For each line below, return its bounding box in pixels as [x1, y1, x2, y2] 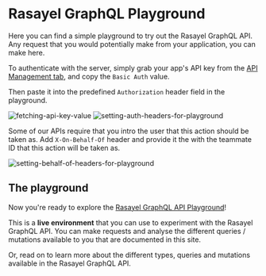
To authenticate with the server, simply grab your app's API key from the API [8, 63, 258, 72]
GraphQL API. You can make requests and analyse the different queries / [8, 226, 246, 236]
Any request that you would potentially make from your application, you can [8, 39, 256, 48]
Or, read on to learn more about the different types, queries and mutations [8, 250, 251, 259]
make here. [8, 48, 45, 57]
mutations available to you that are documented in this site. [8, 235, 201, 244]
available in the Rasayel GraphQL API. [8, 259, 131, 268]
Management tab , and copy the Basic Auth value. [8, 71, 170, 81]
